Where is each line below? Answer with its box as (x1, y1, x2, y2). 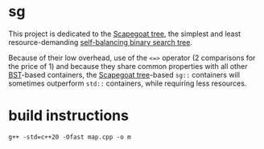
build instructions (8, 107, 129, 125)
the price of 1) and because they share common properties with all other (8, 61, 248, 70)
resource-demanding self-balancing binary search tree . (8, 37, 193, 46)
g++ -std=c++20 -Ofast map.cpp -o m (8, 133, 131, 141)
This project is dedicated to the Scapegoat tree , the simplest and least (8, 29, 241, 38)
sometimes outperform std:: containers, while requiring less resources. (8, 79, 247, 88)
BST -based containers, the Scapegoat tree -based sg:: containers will (8, 70, 240, 79)
